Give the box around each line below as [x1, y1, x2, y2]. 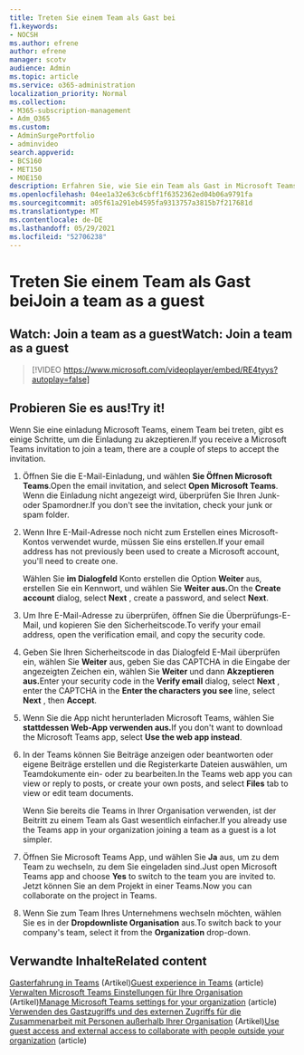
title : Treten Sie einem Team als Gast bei [9, 13, 176, 23]
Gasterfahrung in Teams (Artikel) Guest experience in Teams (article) [9, 977, 264, 988]
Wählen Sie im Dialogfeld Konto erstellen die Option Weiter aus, [22, 573, 262, 584]
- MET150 [9, 165, 43, 174]
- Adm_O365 [9, 114, 51, 123]
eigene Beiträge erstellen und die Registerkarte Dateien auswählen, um [22, 759, 288, 770]
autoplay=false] [31, 374, 90, 385]
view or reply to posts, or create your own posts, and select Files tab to [22, 778, 289, 789]
